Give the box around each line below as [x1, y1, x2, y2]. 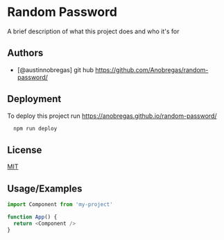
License [7, 144, 42, 156]
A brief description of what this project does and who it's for [7, 27, 180, 35]
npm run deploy [13, 125, 58, 132]
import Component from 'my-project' [7, 201, 113, 208]
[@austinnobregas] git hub [17, 65, 94, 74]
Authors [7, 47, 44, 59]
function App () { [7, 213, 58, 221]
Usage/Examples [7, 182, 83, 194]
